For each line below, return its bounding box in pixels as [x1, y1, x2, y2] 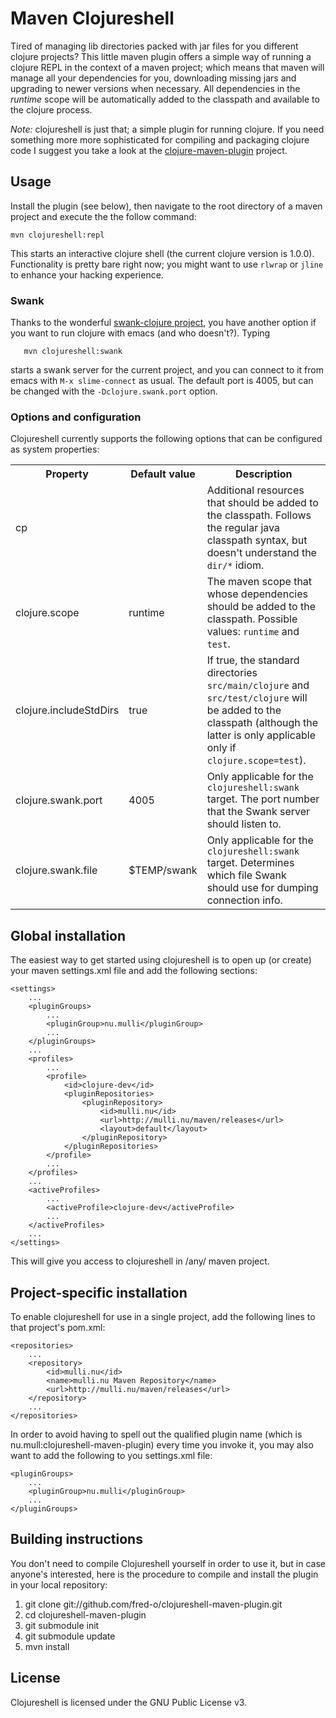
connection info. [206, 893, 283, 907]
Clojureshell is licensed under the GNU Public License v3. [10, 1696, 248, 1708]
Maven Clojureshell [10, 7, 175, 30]
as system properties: [10, 443, 100, 456]
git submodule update [24, 1630, 116, 1642]
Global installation [10, 927, 127, 944]
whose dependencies [206, 587, 308, 601]
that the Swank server [206, 805, 311, 819]
